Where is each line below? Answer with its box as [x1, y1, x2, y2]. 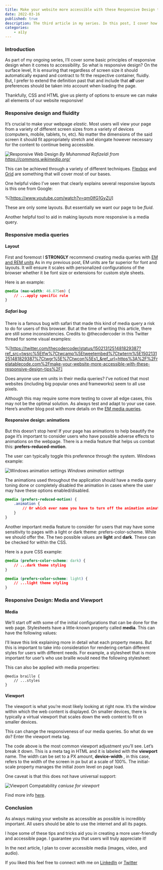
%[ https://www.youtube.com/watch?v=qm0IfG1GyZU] [5, 195, 114, 201]
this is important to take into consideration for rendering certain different [5, 645, 150, 650]
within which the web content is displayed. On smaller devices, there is [5, 708, 147, 715]
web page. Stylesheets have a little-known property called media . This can [5, 625, 155, 631]
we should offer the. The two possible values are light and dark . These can [5, 534, 156, 540]
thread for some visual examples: [5, 336, 72, 342]
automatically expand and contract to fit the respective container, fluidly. [5, 73, 150, 79]
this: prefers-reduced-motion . [5, 444, 67, 449]
